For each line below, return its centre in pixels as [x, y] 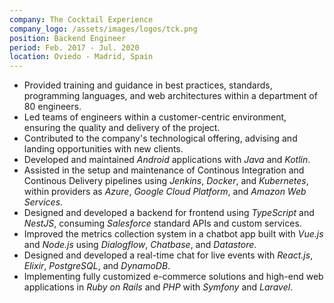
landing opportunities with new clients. [103, 149]
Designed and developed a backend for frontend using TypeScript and [169, 213]
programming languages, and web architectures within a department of [170, 96]
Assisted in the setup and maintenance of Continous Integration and [164, 170]
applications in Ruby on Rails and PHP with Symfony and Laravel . [158, 287]
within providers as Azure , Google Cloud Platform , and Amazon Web [165, 192]
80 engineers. [52, 107]
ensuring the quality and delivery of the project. [122, 128]
